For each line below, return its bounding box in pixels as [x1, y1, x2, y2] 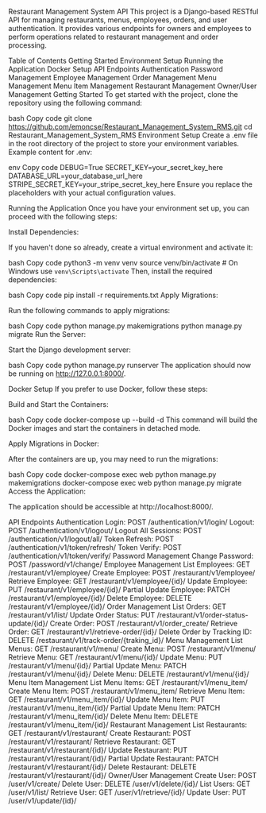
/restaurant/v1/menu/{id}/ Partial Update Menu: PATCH [8, 661, 187, 670]
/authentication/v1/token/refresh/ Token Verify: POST [8, 543, 183, 552]
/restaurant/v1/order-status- [156, 610, 249, 619]
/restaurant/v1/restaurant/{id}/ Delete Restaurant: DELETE [8, 762, 197, 772]
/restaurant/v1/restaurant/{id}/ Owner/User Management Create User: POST [8, 771, 257, 780]
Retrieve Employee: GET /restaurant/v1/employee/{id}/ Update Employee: [8, 576, 248, 586]
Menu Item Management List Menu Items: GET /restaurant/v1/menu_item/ [8, 678, 248, 687]
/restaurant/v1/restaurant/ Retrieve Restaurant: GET [8, 737, 176, 746]
